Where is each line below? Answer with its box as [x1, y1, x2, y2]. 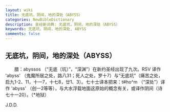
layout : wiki [5, 7, 33, 13]
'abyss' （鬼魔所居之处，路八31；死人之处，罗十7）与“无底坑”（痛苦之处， [5, 72, 163, 78]
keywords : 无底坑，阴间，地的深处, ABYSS [5, 27, 87, 32]
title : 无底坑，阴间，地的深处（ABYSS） [5, 12, 83, 17]
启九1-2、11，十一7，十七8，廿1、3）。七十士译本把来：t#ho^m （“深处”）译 [5, 79, 165, 85]
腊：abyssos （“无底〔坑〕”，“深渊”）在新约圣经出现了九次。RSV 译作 [14, 66, 161, 72]
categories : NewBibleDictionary [5, 17, 74, 22]
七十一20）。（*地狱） [5, 92, 50, 98]
